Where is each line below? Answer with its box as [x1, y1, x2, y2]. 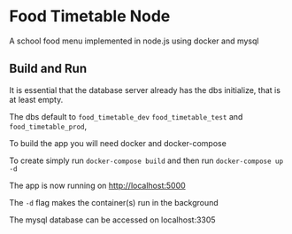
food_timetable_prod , [9, 121, 88, 131]
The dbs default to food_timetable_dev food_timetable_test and [9, 111, 243, 121]
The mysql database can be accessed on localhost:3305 [9, 214, 216, 225]
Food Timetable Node [9, 6, 171, 27]
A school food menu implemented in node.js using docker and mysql [9, 35, 259, 46]
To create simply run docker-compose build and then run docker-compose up [9, 155, 284, 166]
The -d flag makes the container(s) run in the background [9, 197, 219, 207]
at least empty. [9, 94, 64, 105]
